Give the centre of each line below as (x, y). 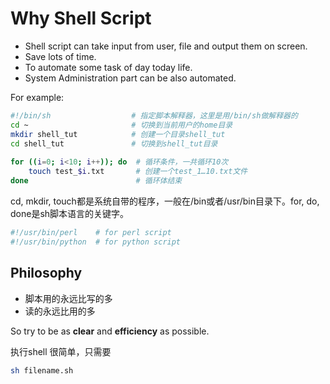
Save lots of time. (60, 56)
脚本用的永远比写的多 (68, 298)
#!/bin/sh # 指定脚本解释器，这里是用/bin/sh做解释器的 (154, 115)
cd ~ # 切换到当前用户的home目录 (121, 125)
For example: (37, 97)
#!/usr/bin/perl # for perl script (91, 232)
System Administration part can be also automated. (130, 78)
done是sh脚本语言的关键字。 (70, 213)
